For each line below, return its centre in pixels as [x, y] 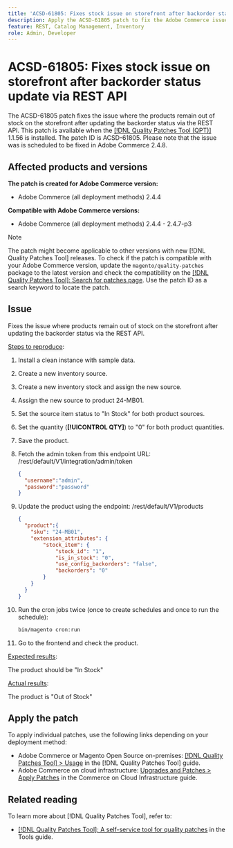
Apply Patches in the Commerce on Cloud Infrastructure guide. [108, 778]
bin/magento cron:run [49, 630]
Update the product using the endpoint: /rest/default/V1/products [111, 507]
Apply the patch [43, 718]
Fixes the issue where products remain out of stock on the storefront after [113, 325]
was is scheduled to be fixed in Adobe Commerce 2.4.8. [88, 145]
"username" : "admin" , [54, 480]
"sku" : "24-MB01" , [57, 532]
